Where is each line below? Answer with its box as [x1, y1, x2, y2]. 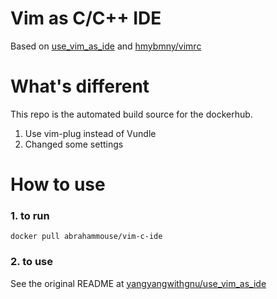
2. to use [10, 255, 53, 269]
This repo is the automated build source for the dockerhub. [10, 108, 253, 120]
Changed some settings [24, 138, 124, 150]
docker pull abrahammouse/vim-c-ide [10, 232, 163, 242]
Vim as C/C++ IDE [10, 7, 162, 30]
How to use [10, 173, 106, 196]
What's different [10, 75, 150, 98]
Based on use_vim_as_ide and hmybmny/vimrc [10, 40, 202, 52]
